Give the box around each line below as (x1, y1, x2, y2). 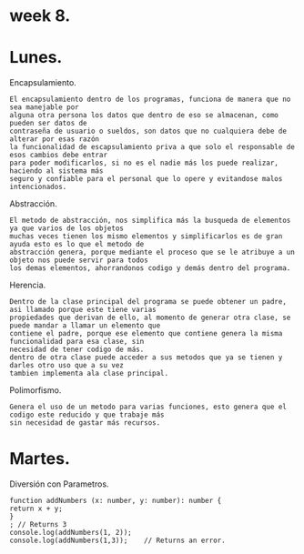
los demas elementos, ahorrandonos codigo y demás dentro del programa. (9, 264, 291, 273)
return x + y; (9, 504, 64, 514)
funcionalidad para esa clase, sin (9, 337, 145, 347)
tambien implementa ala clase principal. (9, 369, 169, 378)
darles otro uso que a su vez (9, 361, 125, 370)
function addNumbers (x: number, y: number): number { (9, 497, 222, 506)
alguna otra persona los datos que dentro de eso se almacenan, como (9, 111, 279, 120)
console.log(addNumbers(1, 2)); (9, 529, 132, 538)
